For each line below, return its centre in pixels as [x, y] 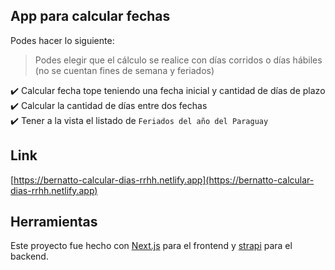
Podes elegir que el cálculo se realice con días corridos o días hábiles [178, 60]
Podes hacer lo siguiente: [62, 40]
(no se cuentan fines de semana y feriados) [124, 70]
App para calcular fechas [90, 16]
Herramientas [54, 222]
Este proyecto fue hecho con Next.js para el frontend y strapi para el [151, 246]
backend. [29, 256]
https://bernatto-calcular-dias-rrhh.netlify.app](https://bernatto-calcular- [164, 180]
